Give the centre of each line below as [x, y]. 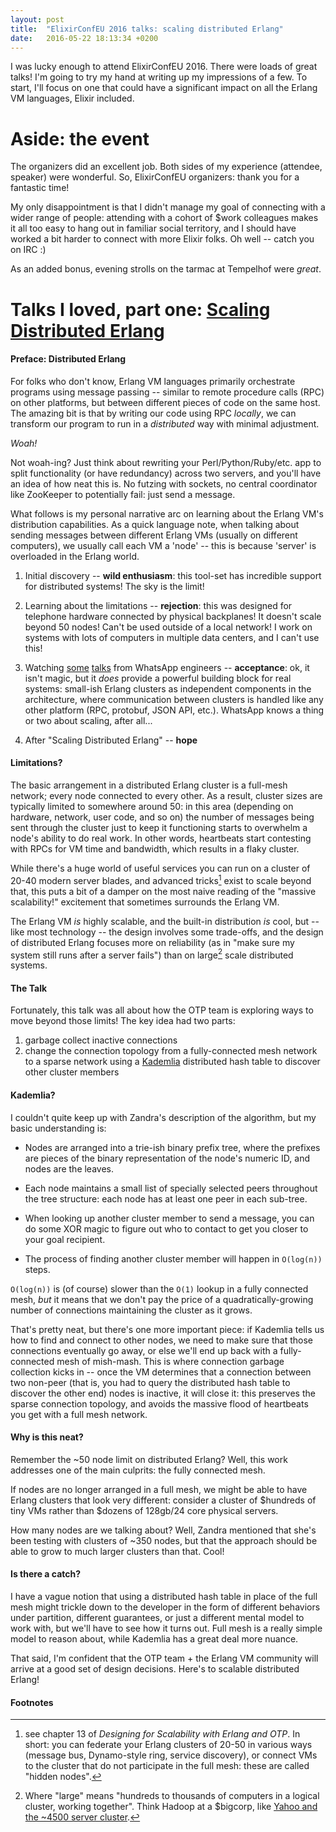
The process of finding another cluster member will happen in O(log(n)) [173, 1258]
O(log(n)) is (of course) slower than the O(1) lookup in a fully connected [159, 1288]
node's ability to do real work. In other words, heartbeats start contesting [161, 838]
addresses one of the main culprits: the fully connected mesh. [138, 1470]
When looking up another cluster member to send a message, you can [169, 1218]
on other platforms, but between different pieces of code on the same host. [165, 402]
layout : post [37, 19]
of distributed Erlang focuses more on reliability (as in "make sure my [152, 942]
